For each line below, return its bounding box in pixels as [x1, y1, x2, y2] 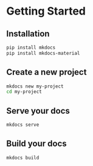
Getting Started [6, 4, 86, 18]
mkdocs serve [6, 122, 40, 128]
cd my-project [6, 89, 43, 95]
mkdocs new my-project [6, 83, 64, 89]
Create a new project [6, 67, 87, 77]
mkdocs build [6, 154, 40, 161]
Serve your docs [6, 105, 70, 116]
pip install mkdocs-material [6, 50, 80, 56]
